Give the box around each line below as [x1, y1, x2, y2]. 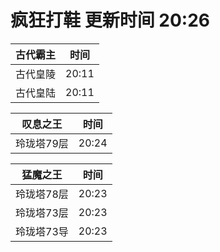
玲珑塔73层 [15, 206, 69, 220]
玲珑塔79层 [15, 136, 69, 150]
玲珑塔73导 [15, 224, 69, 238]
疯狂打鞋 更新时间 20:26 [10, 9, 210, 32]
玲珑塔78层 [15, 187, 69, 201]
